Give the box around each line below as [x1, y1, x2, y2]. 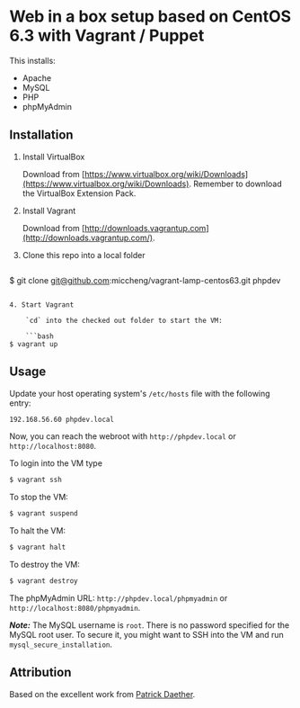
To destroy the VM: [9, 560, 81, 570]
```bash [25, 331, 54, 341]
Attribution [9, 665, 72, 680]
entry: [9, 398, 31, 408]
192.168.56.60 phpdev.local [9, 415, 115, 424]
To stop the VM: [9, 492, 69, 503]
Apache [22, 72, 52, 83]
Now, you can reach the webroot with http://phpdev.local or [9, 431, 236, 442]
